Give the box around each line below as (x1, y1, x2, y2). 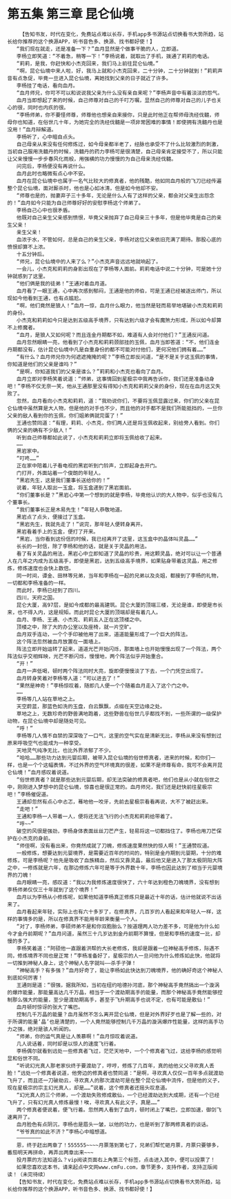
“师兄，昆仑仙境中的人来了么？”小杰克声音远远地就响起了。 (16, 258, 161, 265)
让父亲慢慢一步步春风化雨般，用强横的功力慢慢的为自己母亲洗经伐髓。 (7, 155, 177, 162)
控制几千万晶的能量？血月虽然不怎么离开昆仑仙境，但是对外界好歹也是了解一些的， (16, 1011, 217, 1018)
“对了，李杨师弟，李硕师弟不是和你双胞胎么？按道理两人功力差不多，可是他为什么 (16, 923, 215, 930)
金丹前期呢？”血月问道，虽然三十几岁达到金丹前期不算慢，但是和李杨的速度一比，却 (17, 930, 221, 937)
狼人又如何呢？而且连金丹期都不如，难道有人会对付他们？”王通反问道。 (40, 331, 212, 338)
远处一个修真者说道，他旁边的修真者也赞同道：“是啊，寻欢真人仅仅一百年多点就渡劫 (20, 1069, 224, 1077)
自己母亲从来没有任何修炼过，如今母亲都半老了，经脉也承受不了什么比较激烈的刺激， (16, 141, 222, 148)
